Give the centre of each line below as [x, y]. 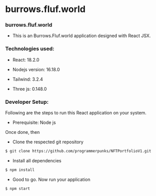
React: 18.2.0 [26, 60]
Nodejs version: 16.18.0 [36, 69]
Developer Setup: [27, 102]
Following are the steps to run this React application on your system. [76, 113]
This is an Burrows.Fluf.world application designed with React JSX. [82, 36]
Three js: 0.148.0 [30, 89]
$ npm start [18, 188]
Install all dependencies [37, 160]
